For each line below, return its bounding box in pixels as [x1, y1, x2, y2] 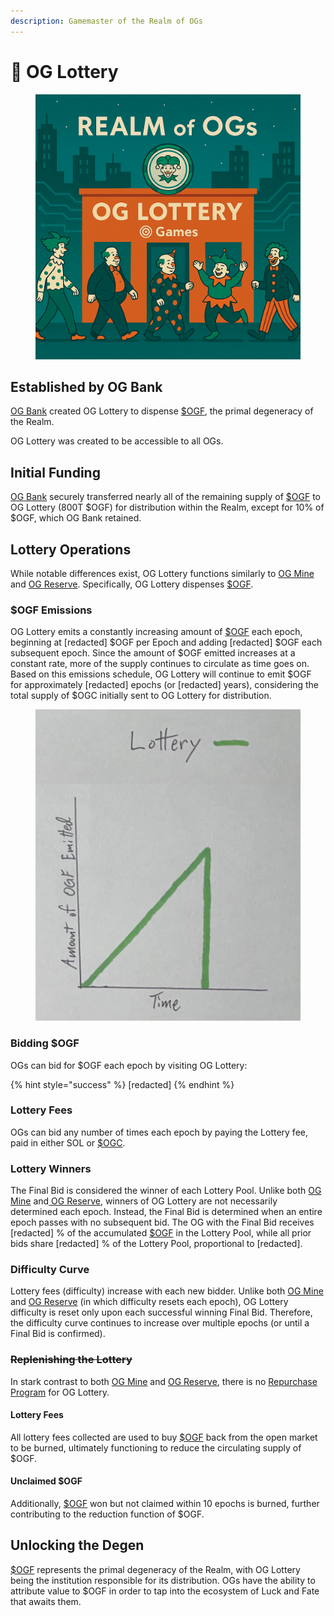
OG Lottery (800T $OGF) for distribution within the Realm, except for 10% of [10, 501, 325, 514]
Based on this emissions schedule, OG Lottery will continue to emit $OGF [10, 668, 312, 680]
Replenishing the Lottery [10, 1353, 133, 1367]
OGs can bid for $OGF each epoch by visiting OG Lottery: [10, 1059, 248, 1071]
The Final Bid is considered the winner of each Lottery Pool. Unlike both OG [10, 1185, 322, 1197]
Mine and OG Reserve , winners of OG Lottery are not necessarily [10, 1195, 278, 1207]
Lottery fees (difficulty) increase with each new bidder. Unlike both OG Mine [10, 1285, 324, 1297]
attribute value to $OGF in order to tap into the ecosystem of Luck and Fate [10, 1585, 320, 1597]
